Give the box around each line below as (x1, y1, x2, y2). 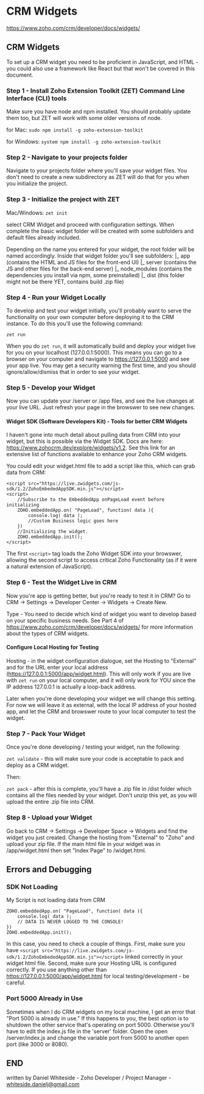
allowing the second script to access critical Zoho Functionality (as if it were (6, 556, 197, 564)
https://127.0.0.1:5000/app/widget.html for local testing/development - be (6, 973, 190, 980)
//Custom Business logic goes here (28, 518, 119, 524)
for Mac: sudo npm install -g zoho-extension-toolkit (6, 126, 144, 133)
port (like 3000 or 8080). (6, 1040, 69, 1048)
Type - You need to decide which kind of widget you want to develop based (6, 610, 197, 618)
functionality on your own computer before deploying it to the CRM (6, 313, 175, 320)
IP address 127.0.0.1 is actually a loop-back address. (6, 683, 136, 690)
